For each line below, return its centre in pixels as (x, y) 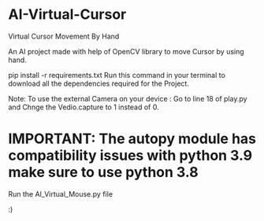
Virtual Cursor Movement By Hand (64, 36)
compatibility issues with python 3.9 (130, 156)
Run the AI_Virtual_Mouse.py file (60, 193)
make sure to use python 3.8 (103, 173)
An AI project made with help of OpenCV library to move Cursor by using (126, 51)
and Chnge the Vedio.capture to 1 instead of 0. (84, 107)
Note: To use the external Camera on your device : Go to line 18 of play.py (128, 98)
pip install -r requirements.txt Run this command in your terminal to (117, 75)
